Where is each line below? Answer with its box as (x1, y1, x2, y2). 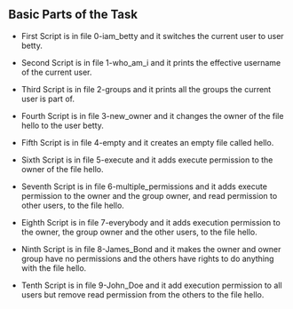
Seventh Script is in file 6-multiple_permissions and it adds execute (20, 181, 268, 192)
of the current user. (20, 67, 92, 77)
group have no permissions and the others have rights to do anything (20, 253, 274, 264)
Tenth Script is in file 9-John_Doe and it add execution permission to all (20, 280, 282, 290)
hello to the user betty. (20, 120, 104, 131)
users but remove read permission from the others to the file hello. (20, 289, 265, 300)
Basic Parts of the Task (8, 7, 139, 22)
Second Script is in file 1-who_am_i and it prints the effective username (20, 57, 281, 67)
